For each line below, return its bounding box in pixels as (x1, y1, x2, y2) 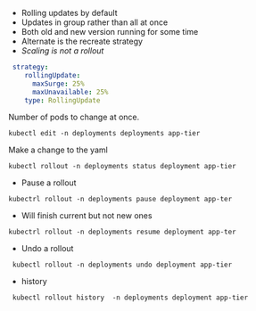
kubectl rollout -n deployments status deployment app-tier (8, 162, 237, 171)
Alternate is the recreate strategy (21, 36, 144, 46)
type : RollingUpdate (24, 95, 101, 105)
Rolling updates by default (21, 8, 118, 18)
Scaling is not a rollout (21, 45, 104, 56)
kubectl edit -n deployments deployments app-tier (8, 129, 201, 138)
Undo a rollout (21, 243, 74, 254)
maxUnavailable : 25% (31, 87, 109, 96)
